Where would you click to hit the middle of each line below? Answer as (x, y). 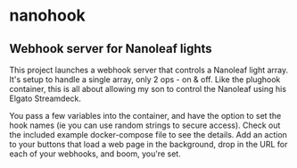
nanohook (48, 16)
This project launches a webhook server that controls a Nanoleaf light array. (149, 70)
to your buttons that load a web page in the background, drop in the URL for (148, 144)
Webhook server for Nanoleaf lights (111, 49)
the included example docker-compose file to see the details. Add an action (148, 134)
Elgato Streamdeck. (45, 98)
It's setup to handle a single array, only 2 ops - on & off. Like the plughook (145, 80)
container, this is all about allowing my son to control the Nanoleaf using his (148, 89)
